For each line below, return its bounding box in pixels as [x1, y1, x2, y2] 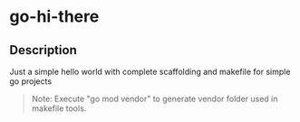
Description [9, 42, 77, 58]
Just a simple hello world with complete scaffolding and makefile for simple [9, 66, 291, 77]
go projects [9, 76, 53, 87]
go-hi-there [9, 6, 100, 27]
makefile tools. [31, 103, 87, 114]
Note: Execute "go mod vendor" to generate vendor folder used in [31, 93, 278, 104]
